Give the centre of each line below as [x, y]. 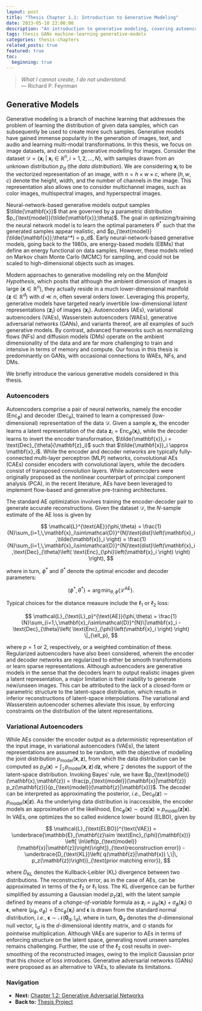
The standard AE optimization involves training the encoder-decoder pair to [100, 502]
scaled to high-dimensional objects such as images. [71, 263]
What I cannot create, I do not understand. [74, 79]
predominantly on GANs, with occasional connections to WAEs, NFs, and [96, 356]
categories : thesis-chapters [43, 40]
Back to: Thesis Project [44, 1001]
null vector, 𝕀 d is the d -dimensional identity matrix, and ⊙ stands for [90, 926]
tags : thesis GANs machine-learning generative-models [76, 34]
